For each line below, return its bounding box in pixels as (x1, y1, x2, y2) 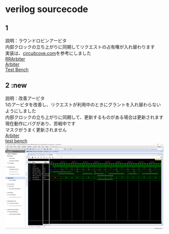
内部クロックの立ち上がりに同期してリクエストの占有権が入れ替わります (5, 44, 155, 50)
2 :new (5, 81, 27, 90)
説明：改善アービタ (5, 95, 45, 101)
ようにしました (5, 107, 36, 114)
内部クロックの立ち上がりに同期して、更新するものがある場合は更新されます (5, 114, 163, 120)
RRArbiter (5, 56, 26, 62)
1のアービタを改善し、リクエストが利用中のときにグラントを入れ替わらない (5, 101, 161, 107)
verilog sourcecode (5, 4, 89, 15)
